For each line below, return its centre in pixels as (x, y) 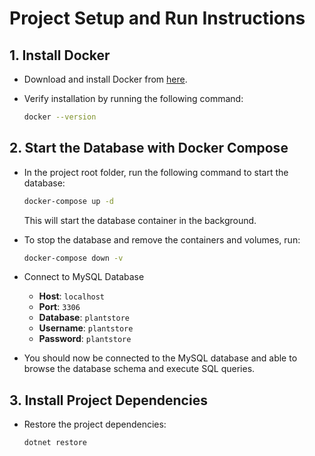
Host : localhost (72, 296)
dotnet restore (55, 443)
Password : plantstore (85, 339)
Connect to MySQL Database (84, 277)
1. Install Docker (60, 55)
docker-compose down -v (73, 258)
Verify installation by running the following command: (133, 98)
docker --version (60, 117)
